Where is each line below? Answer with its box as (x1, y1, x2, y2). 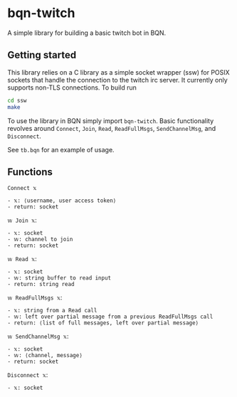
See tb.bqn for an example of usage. (7, 145, 115, 154)
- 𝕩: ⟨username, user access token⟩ (7, 197, 117, 204)
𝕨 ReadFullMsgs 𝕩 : (7, 293, 63, 302)
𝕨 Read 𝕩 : (7, 255, 37, 263)
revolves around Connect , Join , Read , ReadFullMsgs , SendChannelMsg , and (7, 124, 216, 132)
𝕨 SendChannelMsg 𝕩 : (7, 332, 69, 341)
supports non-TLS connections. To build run (7, 83, 137, 92)
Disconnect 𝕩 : (7, 371, 48, 379)
